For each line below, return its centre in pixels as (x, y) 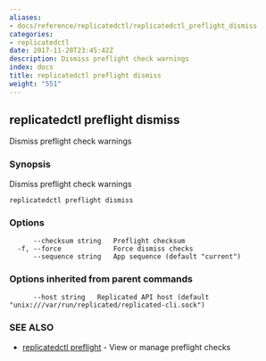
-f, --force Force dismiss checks (105, 249)
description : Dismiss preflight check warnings (100, 59)
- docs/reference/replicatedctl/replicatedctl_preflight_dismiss (133, 26)
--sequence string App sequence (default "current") (137, 257)
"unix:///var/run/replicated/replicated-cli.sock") (107, 305)
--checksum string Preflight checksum (109, 242)
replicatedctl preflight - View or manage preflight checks (126, 347)
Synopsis (30, 164)
